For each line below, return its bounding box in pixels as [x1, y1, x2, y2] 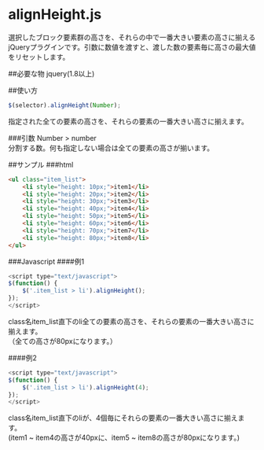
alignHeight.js [8, 6, 102, 24]
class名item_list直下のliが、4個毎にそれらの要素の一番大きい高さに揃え [8, 413, 238, 422]
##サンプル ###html [8, 160, 74, 169]
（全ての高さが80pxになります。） [8, 336, 117, 345]
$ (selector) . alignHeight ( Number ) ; [8, 101, 122, 109]
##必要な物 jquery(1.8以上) [8, 68, 95, 78]
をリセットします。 [8, 52, 70, 61]
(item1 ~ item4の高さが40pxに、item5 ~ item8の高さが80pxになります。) [8, 433, 240, 442]
